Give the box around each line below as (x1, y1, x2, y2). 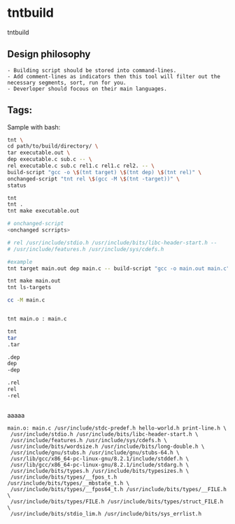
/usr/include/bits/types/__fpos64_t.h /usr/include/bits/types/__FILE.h (10, 486, 227, 493)
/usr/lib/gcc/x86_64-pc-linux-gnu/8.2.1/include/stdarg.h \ (10, 461, 190, 468)
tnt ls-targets (7, 284, 52, 291)
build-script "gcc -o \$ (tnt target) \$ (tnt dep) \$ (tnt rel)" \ (7, 169, 201, 176)
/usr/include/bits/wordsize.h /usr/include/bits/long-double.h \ (10, 443, 205, 450)
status (7, 182, 27, 189)
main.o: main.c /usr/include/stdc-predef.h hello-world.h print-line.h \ (7, 425, 227, 432)
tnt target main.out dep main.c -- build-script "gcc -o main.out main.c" (7, 264, 230, 272)
